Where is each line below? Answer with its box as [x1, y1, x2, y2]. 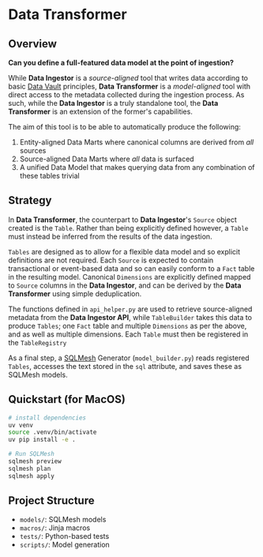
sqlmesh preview [8, 457, 62, 465]
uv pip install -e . [8, 436, 77, 444]
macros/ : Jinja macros [19, 523, 91, 533]
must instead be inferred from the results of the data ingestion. [8, 231, 212, 241]
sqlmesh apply [8, 472, 55, 480]
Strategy [8, 194, 52, 207]
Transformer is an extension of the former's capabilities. [8, 107, 193, 116]
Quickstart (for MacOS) [8, 393, 126, 406]
